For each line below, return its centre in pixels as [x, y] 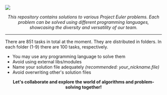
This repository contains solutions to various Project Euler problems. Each [83, 17]
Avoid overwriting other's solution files [52, 72]
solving [73, 87]
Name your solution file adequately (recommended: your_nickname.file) [86, 67]
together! [92, 87]
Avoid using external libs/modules [47, 62]
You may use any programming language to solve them [69, 56]
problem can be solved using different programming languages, [83, 22]
